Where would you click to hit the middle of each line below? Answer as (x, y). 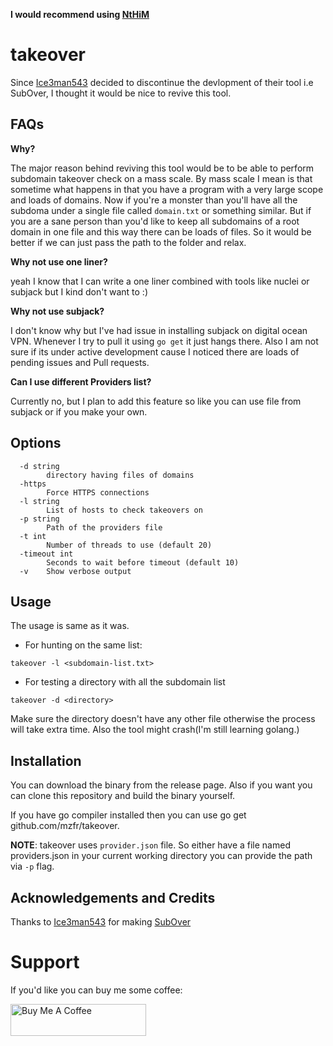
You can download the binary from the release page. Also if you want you (161, 785)
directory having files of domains (120, 475)
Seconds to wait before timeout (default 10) (143, 562)
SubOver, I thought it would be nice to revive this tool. (121, 93)
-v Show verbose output (75, 571)
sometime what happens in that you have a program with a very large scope (167, 189)
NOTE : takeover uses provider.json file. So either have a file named (150, 845)
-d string (39, 466)
